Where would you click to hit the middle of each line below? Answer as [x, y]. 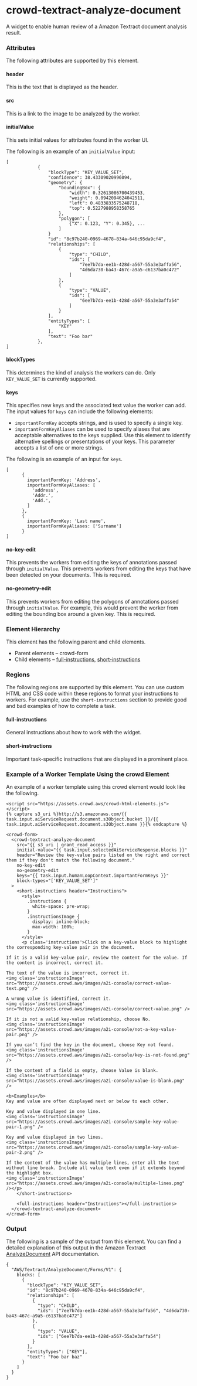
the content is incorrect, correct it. [55, 963]
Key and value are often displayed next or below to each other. [87, 1101]
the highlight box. [30, 1173]
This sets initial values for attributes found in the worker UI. [77, 140]
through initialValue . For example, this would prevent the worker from [92, 608]
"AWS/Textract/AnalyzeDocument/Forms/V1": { [67, 1270]
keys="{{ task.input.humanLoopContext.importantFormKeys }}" [93, 876]
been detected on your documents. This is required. [69, 575]
